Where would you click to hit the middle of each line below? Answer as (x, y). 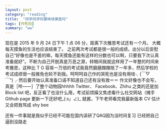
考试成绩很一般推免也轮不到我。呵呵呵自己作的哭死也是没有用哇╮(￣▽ (78, 74)
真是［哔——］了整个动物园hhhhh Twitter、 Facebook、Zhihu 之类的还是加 (82, 86)
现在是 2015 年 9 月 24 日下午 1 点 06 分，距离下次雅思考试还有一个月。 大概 (83, 43)
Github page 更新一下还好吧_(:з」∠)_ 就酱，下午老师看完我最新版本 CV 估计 (83, 99)
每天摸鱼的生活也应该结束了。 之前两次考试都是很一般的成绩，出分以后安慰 (82, 49)
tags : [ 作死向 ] (20, 24)
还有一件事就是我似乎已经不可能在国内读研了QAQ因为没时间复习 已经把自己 (82, 116)
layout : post (19, 10)
